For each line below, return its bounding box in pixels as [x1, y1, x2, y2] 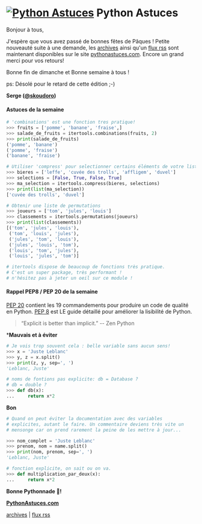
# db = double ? [6, 382, 47, 388]
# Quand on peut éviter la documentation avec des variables [6, 415, 163, 421]
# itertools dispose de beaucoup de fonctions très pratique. [6, 264, 165, 270]
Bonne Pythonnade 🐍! [6, 487, 62, 494]
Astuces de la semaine [6, 106, 64, 113]
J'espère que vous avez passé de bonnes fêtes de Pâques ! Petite [6, 37, 170, 45]
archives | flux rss [6, 511, 50, 518]
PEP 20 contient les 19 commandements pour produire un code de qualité [6, 301, 189, 309]
